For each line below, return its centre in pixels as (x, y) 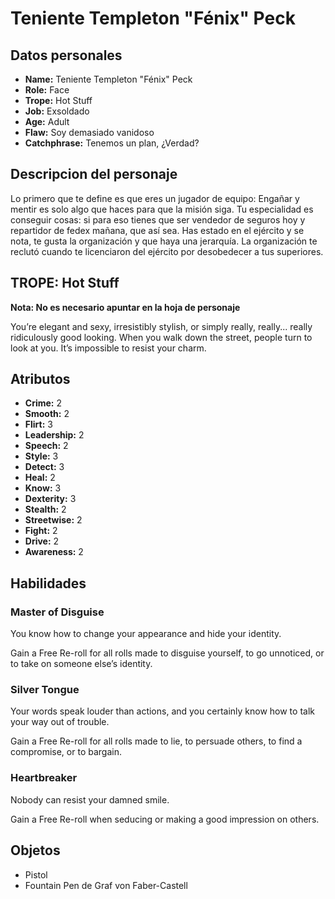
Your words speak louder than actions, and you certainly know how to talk (162, 711)
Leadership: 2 (54, 435)
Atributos (40, 379)
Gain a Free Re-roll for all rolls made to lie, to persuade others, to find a (156, 741)
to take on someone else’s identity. (81, 664)
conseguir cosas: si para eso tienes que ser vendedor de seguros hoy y (158, 219)
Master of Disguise (57, 612)
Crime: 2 (43, 403)
